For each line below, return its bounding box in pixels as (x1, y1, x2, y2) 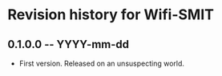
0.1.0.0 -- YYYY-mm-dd (7, 38, 130, 51)
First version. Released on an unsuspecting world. (18, 58, 185, 68)
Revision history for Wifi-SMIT (7, 6, 214, 24)
